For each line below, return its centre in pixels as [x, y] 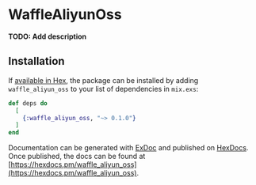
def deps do [28, 103]
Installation [36, 61]
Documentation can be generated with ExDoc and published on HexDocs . [128, 148]
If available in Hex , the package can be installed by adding [103, 80]
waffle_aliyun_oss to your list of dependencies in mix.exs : [103, 89]
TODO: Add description [48, 36]
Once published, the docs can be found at [77, 157]
